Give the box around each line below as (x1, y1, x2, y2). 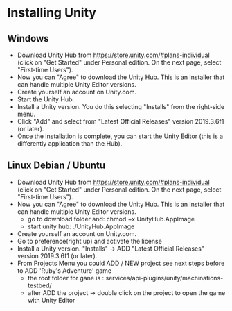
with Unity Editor (27, 296, 75, 304)
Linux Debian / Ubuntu (7, 160, 106, 171)
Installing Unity (7, 5, 97, 21)
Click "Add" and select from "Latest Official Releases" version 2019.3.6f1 (17, 117, 224, 126)
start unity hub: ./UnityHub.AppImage (27, 222, 135, 230)
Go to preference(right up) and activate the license (17, 237, 163, 245)
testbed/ (27, 281, 52, 289)
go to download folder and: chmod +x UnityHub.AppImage (27, 215, 195, 223)
